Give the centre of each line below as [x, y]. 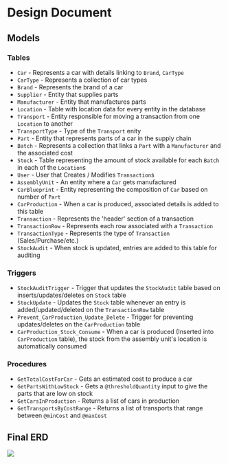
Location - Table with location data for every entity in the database [111, 109]
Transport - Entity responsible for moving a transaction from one [109, 116]
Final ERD [28, 437]
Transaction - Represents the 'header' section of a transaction [105, 219]
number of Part [39, 197]
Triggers [22, 273]
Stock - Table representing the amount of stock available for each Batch [118, 160]
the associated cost [45, 153]
